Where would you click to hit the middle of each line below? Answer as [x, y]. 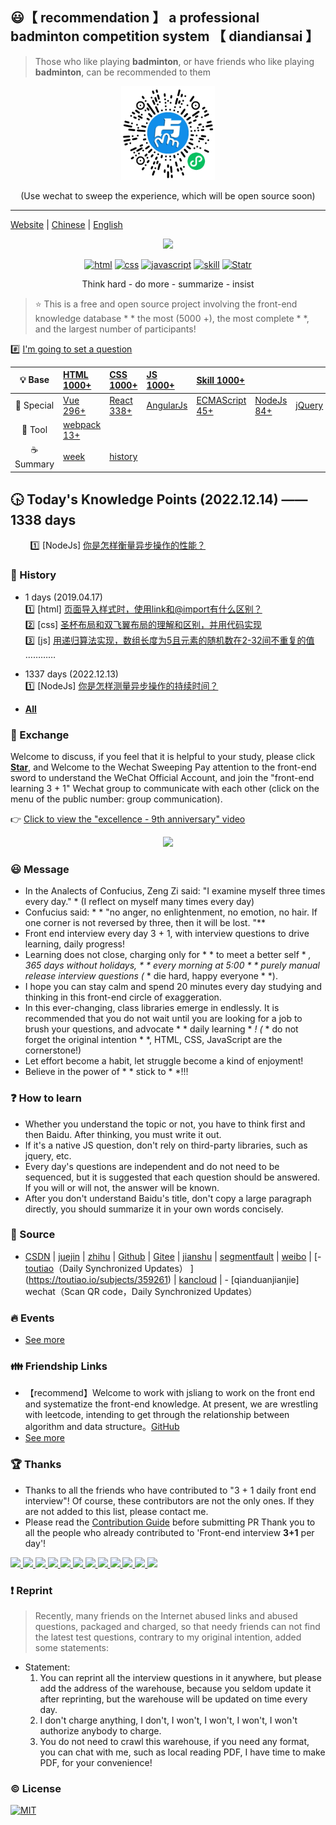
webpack [82, 424]
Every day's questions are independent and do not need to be [152, 1166]
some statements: [72, 1648]
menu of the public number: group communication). [116, 799]
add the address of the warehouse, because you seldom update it [175, 1689]
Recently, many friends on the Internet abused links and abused [166, 1616]
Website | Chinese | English [66, 224]
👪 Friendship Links [59, 1366]
